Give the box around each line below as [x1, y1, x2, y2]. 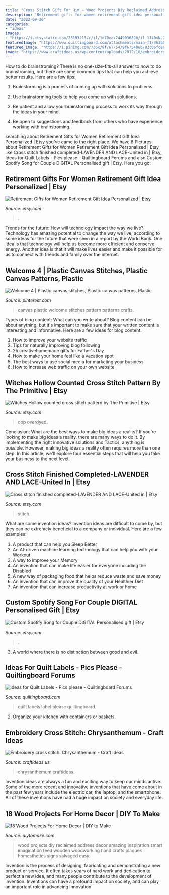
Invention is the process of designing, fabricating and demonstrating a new [5, 863, 161, 868]
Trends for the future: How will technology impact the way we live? [5, 225, 144, 231]
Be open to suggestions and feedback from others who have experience [12, 118, 163, 124]
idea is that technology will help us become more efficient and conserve [5, 241, 155, 247]
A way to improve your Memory [12, 557, 78, 563]
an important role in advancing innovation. [5, 884, 93, 890]
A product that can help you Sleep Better [12, 541, 97, 547]
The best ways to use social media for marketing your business [12, 359, 144, 365]
